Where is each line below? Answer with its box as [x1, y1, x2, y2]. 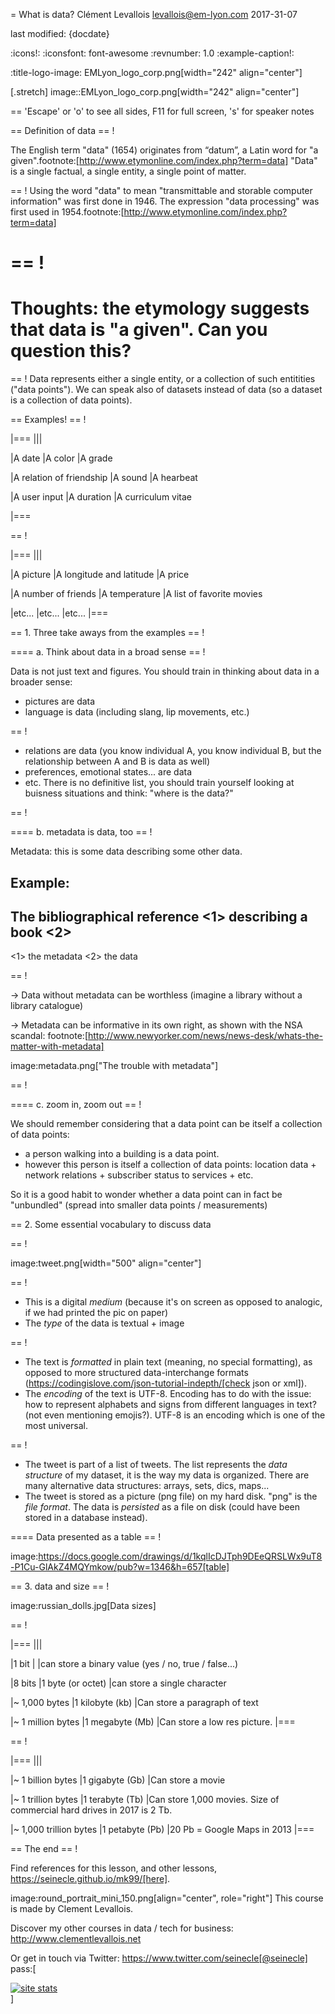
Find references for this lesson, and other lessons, [10, 1862, 218, 1874]
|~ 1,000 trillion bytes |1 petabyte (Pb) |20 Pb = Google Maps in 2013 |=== [10, 1824, 315, 1836]
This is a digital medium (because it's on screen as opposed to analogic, [24, 1296, 323, 1308]
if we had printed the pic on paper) [24, 1307, 169, 1319]
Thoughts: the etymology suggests [10, 297, 310, 320]
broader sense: [10, 676, 73, 688]
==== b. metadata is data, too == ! [10, 826, 153, 838]
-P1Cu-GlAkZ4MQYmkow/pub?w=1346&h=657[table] [10, 1561, 230, 1573]
